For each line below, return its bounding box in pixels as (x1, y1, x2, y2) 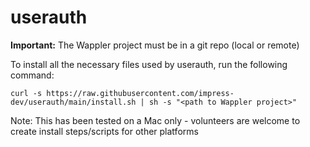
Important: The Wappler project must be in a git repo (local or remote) (10, 39, 300, 51)
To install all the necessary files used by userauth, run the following (10, 58, 288, 70)
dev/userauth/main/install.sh (10, 97, 137, 107)
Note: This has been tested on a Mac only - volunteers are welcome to (10, 114, 301, 126)
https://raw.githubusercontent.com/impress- (46, 88, 235, 98)
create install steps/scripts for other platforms (10, 125, 199, 137)
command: (10, 69, 55, 81)
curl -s (10, 88, 43, 98)
